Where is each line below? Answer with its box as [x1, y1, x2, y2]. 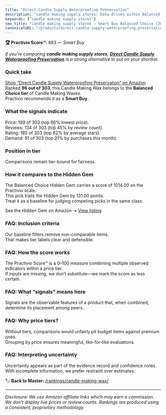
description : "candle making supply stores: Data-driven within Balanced [5, 12, 161, 17]
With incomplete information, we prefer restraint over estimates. [5, 367, 135, 374]
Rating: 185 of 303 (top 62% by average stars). [5, 130, 101, 136]
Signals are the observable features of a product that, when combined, [5, 300, 149, 306]
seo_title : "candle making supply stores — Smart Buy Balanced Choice [5, 21, 154, 26]
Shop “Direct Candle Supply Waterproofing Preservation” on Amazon [5, 80, 146, 86]
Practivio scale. [5, 188, 37, 194]
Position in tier [5, 147, 41, 154]
